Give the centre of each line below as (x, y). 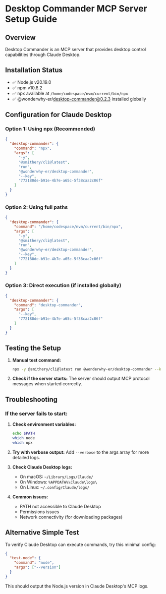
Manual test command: (36, 360)
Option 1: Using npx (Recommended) (50, 129)
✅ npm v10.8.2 (27, 88)
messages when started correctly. (47, 384)
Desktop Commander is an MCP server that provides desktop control (76, 49)
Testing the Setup (33, 348)
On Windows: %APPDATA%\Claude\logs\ (58, 482)
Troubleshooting (31, 399)
